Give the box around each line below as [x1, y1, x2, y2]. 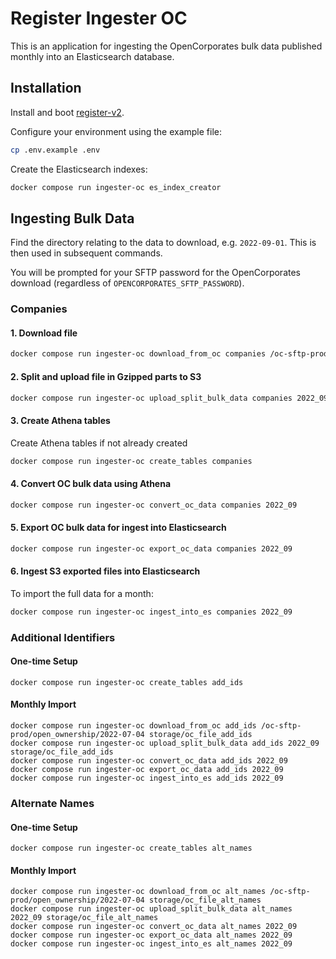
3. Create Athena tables [10, 414, 111, 426]
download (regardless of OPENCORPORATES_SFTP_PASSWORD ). [10, 277, 245, 289]
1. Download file [10, 327, 78, 339]
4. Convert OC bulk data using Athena [10, 478, 172, 490]
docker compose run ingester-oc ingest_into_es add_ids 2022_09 [10, 773, 284, 784]
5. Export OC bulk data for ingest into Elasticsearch [10, 522, 227, 534]
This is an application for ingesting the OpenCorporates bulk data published [10, 40, 323, 52]
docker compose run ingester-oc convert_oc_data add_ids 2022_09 [10, 756, 288, 766]
